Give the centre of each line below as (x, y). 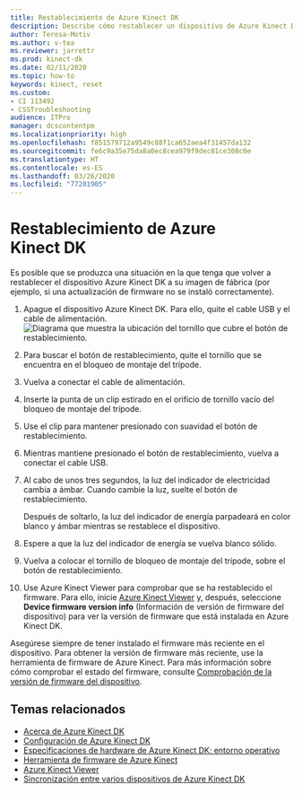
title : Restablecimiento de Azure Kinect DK (95, 17)
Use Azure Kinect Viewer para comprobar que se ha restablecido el (147, 588)
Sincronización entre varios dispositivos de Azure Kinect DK (134, 779)
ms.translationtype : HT (55, 159)
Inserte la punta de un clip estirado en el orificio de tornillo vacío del (148, 399)
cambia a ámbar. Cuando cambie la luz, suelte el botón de (130, 490)
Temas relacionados (68, 710)
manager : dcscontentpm (52, 126)
